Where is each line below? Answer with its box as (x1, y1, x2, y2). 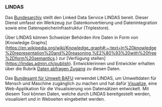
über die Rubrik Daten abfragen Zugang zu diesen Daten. (5, 66, 121, 72)
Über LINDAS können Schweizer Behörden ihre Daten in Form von (5, 34, 138, 40)
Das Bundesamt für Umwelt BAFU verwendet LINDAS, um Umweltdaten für (5, 75, 157, 81)
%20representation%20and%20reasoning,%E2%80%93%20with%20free (5, 50, 157, 56)
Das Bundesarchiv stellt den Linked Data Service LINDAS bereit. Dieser (5, 15, 149, 21)
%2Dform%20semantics (5, 55, 55, 61)
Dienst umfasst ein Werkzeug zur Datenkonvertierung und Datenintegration (5, 20, 158, 26)
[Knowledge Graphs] (5, 40, 48, 46)
